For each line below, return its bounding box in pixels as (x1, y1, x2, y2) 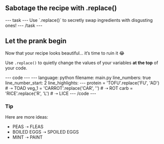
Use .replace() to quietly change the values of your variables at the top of (5, 60, 159, 66)
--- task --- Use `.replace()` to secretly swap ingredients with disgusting (5, 17, 153, 23)
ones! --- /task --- (5, 22, 43, 28)
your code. (5, 65, 27, 71)
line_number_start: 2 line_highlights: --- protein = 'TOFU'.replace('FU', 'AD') (5, 79, 160, 86)
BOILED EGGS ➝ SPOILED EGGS (12, 129, 79, 135)
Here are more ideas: (5, 114, 49, 120)
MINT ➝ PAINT (12, 134, 43, 140)
